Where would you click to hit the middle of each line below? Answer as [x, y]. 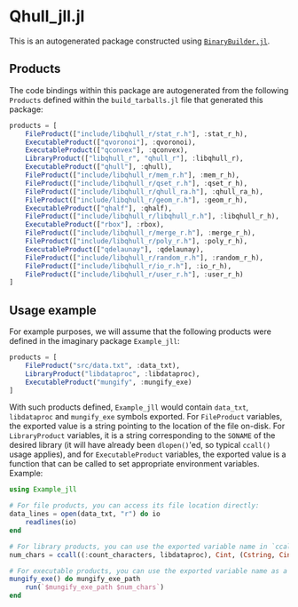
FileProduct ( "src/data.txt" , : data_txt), [102, 365]
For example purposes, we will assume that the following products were [141, 331]
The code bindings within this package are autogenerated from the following [149, 90]
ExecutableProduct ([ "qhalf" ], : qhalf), [99, 208]
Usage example [53, 310]
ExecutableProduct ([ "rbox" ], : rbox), [95, 225]
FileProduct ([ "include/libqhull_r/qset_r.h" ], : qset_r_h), [137, 183]
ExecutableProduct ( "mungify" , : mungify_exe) [109, 382]
